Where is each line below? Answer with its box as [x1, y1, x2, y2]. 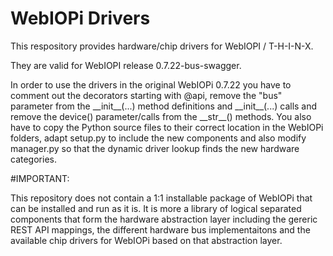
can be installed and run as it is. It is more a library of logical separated [10, 202, 302, 214]
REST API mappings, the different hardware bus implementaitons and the [10, 223, 311, 236]
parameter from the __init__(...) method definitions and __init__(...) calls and [10, 100, 318, 112]
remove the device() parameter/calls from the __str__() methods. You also [10, 110, 312, 122]
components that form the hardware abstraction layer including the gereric [10, 213, 318, 225]
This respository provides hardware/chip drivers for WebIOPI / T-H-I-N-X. [10, 40, 314, 52]
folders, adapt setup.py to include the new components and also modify [10, 132, 307, 144]
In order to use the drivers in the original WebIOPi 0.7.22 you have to [10, 78, 292, 91]
